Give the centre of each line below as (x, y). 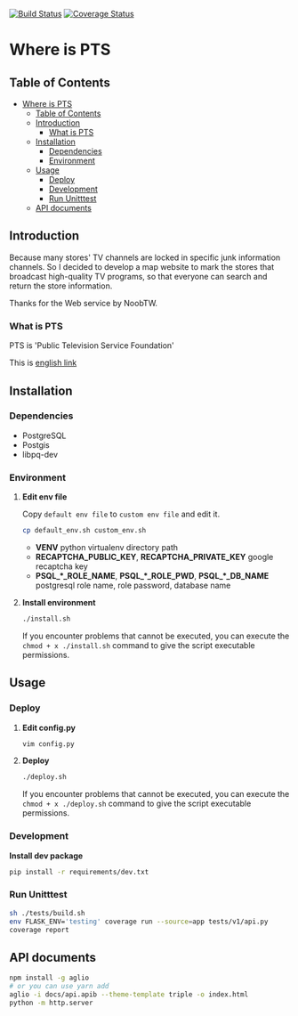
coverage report (39, 930)
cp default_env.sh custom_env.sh (84, 531)
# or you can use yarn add (59, 987)
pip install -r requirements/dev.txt (79, 872)
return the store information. (61, 286)
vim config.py (48, 744)
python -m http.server (51, 1003)
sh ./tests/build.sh (48, 913)
